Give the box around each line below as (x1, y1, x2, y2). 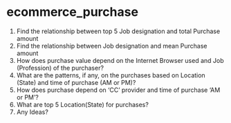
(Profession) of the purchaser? (16, 64, 104, 72)
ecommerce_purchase (6, 4, 139, 20)
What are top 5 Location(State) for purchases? (16, 100, 149, 108)
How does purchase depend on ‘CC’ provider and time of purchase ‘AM (16, 86, 221, 94)
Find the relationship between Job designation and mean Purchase (16, 41, 208, 50)
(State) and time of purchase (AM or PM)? (16, 78, 136, 86)
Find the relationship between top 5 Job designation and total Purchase (16, 27, 221, 35)
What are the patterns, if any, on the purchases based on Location (16, 70, 205, 79)
